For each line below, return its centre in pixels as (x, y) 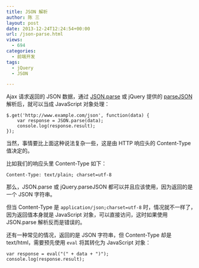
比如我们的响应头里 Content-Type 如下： (57, 164)
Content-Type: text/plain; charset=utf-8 (59, 175)
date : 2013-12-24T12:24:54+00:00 (48, 29)
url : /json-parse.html (35, 34)
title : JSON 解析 (27, 12)
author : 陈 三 (23, 17)
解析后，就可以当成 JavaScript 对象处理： (58, 104)
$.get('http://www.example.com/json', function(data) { (78, 116)
